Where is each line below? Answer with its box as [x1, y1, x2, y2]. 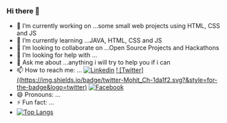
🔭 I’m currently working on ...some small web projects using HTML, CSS [16, 22, 221, 30]
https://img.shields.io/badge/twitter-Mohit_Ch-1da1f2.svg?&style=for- [21, 76, 218, 85]
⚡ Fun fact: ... [16, 98, 54, 107]
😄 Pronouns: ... [16, 91, 61, 99]
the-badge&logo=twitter [16, 83, 85, 91]
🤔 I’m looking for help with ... [16, 51, 98, 59]
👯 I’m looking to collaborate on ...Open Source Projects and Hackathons [16, 44, 219, 52]
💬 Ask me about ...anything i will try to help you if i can [16, 58, 171, 67]
